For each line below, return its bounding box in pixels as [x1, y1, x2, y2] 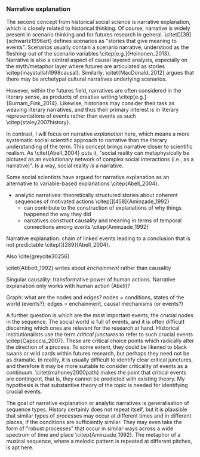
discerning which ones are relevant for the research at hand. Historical [6, 324, 180, 332]
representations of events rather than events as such [6, 112, 136, 119]
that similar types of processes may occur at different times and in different [6, 412, 192, 419]
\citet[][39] [164, 31, 192, 38]
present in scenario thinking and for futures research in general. [6, 31, 164, 38]
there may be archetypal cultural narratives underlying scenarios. [6, 75, 167, 82]
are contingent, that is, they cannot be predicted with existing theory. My [6, 375, 185, 382]
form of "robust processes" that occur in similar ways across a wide [6, 425, 174, 432]
